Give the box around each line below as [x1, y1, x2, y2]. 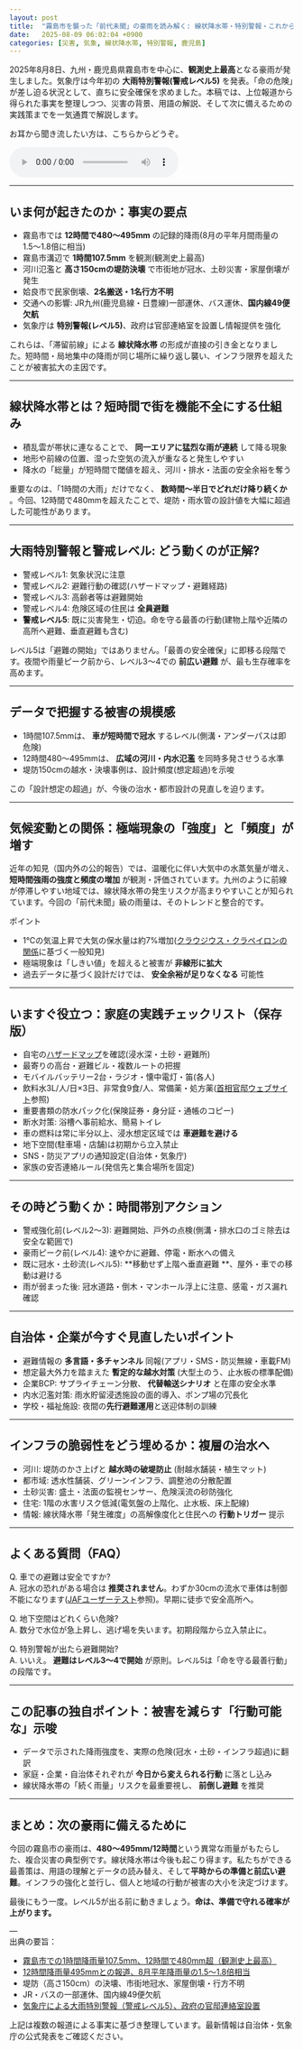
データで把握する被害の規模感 [9, 704, 176, 720]
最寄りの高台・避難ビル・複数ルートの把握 [22, 1061, 181, 1071]
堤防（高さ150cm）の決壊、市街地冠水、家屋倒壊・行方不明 [22, 1978, 245, 1989]
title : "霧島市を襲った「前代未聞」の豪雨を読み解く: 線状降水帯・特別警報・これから [9, 22, 296, 31]
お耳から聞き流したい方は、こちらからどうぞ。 [9, 128, 183, 140]
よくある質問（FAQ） [9, 1546, 128, 1561]
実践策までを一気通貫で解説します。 [9, 109, 143, 120]
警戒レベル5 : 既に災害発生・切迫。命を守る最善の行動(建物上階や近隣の [22, 614, 289, 625]
